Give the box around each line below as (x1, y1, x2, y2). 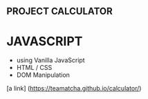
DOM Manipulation (16, 71, 71, 79)
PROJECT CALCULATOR (6, 6, 113, 17)
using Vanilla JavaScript (16, 56, 85, 64)
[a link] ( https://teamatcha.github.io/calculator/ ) (6, 84, 142, 93)
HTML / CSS (16, 64, 53, 72)
